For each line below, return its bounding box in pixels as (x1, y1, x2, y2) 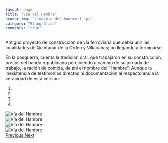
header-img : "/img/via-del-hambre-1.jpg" (5, 16, 93, 21)
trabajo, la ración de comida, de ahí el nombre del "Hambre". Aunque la (5, 65, 152, 71)
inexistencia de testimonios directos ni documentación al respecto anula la (5, 70, 159, 76)
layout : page (5, 7, 33, 12)
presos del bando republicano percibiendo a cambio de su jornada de (5, 60, 149, 66)
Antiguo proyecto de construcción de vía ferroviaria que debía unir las (5, 39, 150, 45)
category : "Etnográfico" (5, 21, 57, 26)
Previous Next (5, 132, 35, 138)
